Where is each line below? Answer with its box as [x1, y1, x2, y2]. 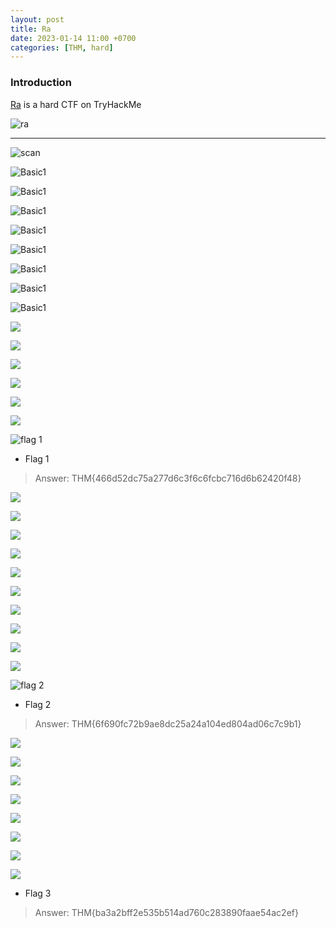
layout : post [10, 14, 65, 25]
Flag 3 [24, 887, 52, 899]
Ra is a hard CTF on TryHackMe [10, 98, 142, 110]
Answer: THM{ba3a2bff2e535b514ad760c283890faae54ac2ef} [34, 906, 299, 918]
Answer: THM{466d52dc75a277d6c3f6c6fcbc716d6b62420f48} [34, 472, 302, 484]
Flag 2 [24, 698, 52, 710]
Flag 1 [24, 452, 50, 465]
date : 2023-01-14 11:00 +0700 [10, 33, 137, 43]
